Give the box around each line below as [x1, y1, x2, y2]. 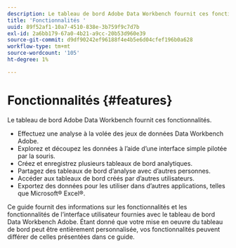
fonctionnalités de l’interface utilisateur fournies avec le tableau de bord [7, 210, 216, 218]
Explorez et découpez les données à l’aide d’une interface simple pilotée [17, 144, 227, 152]
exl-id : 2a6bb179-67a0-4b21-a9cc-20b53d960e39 [7, 30, 146, 37]
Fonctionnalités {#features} [7, 92, 173, 108]
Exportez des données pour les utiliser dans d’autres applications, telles [17, 181, 226, 190]
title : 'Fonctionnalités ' [7, 17, 86, 24]
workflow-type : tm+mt [7, 43, 71, 50]
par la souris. [17, 152, 56, 160]
